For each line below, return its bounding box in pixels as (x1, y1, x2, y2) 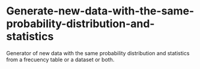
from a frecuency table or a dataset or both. (6, 56, 115, 63)
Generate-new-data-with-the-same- (6, 4, 195, 18)
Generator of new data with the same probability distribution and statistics (6, 49, 190, 56)
